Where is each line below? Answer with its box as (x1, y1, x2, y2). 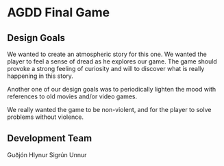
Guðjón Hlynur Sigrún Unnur (7, 150, 87, 158)
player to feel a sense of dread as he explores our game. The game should (7, 57, 217, 66)
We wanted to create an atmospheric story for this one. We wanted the (7, 50, 207, 58)
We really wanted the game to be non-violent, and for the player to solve (7, 106, 212, 113)
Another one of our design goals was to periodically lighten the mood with (7, 85, 216, 93)
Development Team (7, 133, 92, 144)
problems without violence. (7, 113, 84, 121)
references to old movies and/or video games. (7, 92, 138, 100)
